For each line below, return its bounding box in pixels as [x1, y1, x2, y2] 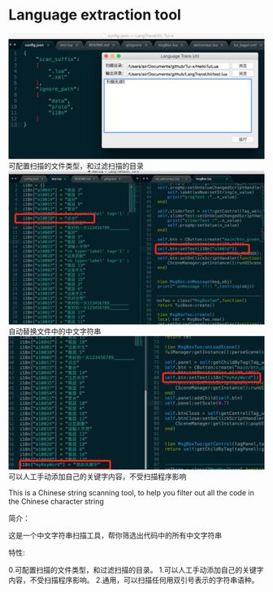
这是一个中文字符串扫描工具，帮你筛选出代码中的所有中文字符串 [8, 530, 222, 540]
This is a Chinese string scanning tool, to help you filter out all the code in [8, 488, 254, 497]
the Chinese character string [8, 497, 104, 506]
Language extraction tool [8, 6, 181, 24]
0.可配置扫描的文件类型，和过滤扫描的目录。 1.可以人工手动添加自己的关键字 [8, 565, 264, 574]
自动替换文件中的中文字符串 [8, 326, 102, 336]
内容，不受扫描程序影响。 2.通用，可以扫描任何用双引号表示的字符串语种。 [8, 575, 259, 585]
